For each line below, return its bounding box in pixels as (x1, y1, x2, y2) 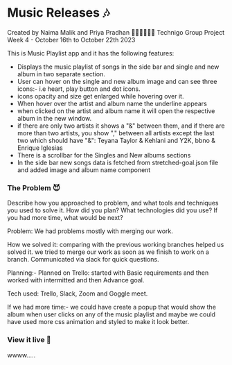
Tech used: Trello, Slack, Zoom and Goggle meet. (7, 289, 148, 298)
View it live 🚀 (7, 335, 51, 345)
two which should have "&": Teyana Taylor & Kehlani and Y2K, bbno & (17, 136, 216, 144)
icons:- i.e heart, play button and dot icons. (17, 85, 141, 93)
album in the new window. (17, 114, 92, 122)
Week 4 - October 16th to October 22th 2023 (7, 35, 136, 44)
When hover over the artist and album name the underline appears (17, 99, 208, 108)
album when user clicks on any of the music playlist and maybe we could (7, 310, 216, 319)
